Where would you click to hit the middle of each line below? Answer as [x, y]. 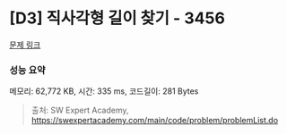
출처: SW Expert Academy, [80, 110]
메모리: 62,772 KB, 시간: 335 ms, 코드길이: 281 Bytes [104, 91]
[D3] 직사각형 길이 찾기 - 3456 [117, 18]
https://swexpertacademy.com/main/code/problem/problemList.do [155, 121]
